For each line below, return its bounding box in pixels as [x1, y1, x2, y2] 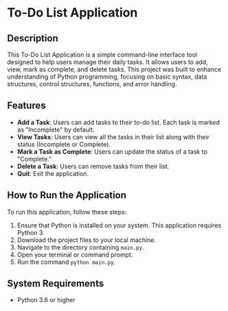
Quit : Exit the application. [16, 169, 89, 177]
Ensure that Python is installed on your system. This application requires [16, 221, 222, 229]
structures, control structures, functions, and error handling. [7, 80, 177, 88]
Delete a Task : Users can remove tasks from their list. [16, 162, 170, 170]
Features [7, 100, 46, 112]
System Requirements [7, 278, 104, 290]
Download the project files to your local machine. [16, 236, 157, 244]
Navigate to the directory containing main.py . [16, 243, 144, 251]
